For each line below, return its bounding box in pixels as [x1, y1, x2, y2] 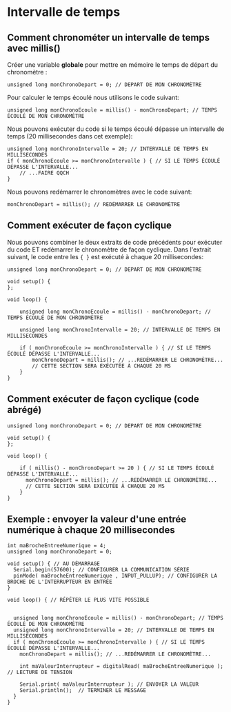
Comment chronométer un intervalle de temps [7, 32, 210, 43]
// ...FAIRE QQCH [19, 170, 70, 176]
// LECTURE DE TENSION [7, 669, 72, 676]
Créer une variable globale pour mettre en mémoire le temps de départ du [7, 61, 219, 69]
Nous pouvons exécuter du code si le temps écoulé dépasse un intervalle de [7, 125, 225, 133]
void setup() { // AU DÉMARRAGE [7, 560, 100, 567]
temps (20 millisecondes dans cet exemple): [7, 132, 133, 140]
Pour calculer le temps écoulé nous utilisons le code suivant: [7, 94, 179, 101]
